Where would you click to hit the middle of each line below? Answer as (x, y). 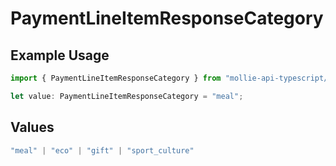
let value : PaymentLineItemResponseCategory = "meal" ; (127, 96)
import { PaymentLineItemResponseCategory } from (116, 78)
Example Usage (60, 55)
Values (32, 127)
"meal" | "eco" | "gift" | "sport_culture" (102, 150)
